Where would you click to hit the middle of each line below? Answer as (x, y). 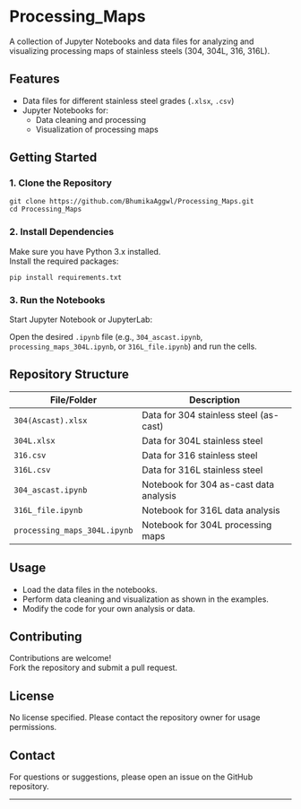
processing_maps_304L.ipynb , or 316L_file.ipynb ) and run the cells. (133, 346)
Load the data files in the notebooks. (90, 589)
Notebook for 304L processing (207, 525)
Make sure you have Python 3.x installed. (85, 251)
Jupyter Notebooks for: (65, 110)
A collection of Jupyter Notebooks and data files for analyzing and (132, 41)
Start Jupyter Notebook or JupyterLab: (81, 319)
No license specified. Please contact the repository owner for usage (135, 718)
